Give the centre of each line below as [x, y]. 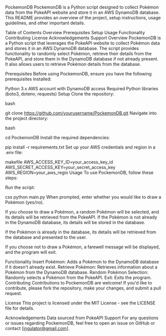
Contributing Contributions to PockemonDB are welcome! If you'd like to [79, 283]
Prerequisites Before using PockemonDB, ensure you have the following [79, 74]
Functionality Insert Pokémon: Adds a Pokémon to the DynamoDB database [82, 262]
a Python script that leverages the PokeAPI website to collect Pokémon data [83, 43]
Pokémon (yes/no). [25, 202]
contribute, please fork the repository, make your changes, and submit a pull [83, 288]
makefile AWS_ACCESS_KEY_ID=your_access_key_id [59, 162]
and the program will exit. [31, 252]
